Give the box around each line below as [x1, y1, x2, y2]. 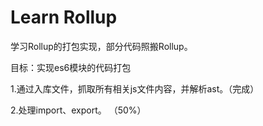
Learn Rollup [10, 6, 118, 29]
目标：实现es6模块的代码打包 [10, 61, 132, 73]
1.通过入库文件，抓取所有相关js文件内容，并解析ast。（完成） [10, 82, 260, 95]
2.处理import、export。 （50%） [10, 104, 147, 116]
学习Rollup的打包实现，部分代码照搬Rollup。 [10, 40, 193, 52]
